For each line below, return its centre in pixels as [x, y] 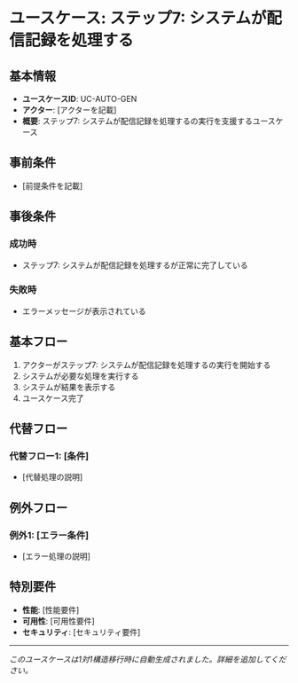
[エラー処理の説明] [56, 556]
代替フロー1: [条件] [49, 456]
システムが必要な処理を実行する [80, 376]
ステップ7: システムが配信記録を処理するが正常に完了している [135, 265]
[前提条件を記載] [52, 185]
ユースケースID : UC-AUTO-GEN [79, 99]
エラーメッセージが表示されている [84, 310]
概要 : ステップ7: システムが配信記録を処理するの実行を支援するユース [149, 121]
